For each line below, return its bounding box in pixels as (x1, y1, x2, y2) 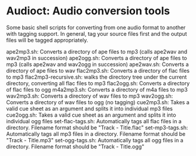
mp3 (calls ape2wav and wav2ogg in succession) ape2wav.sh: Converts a (6, 61, 189, 68)
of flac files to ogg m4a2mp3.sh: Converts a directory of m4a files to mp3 (6, 86, 188, 93)
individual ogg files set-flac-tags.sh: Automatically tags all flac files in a (6, 117, 182, 124)
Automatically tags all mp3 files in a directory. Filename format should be (6, 130, 186, 138)
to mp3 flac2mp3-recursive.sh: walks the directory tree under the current (6, 73, 187, 80)
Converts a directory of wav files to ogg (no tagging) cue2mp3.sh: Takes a (6, 98, 190, 105)
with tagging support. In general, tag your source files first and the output (6, 30, 187, 37)
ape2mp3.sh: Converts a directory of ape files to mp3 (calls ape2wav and (6, 48, 188, 55)
